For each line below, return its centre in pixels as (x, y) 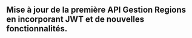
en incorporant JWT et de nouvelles (75, 20)
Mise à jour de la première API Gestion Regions (96, 10)
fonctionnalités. (37, 29)
